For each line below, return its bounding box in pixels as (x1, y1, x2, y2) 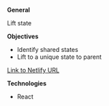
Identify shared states (16, 46, 78, 53)
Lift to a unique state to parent (16, 53, 102, 61)
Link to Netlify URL (7, 66, 60, 74)
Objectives (7, 32, 39, 40)
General (7, 6, 31, 14)
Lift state (7, 19, 32, 27)
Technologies (7, 79, 47, 88)
